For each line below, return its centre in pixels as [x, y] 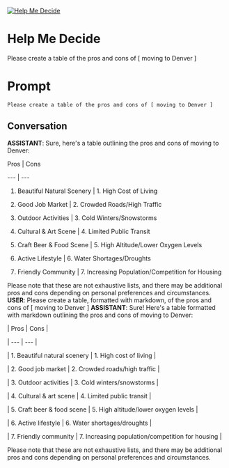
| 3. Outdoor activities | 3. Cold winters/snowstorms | [83, 382]
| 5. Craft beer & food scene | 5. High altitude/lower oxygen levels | [103, 409]
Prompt [29, 86]
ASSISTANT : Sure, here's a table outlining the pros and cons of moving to [113, 143]
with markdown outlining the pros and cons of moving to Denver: [100, 315]
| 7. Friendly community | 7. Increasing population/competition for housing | [114, 436]
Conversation [37, 126]
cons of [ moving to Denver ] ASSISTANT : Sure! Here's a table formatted [111, 307]
